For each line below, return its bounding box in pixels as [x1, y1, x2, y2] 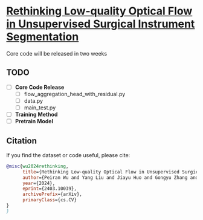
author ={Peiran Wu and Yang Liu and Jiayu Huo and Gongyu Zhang [22, 174, 188, 181]
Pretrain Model [14, 118, 53, 125]
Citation [6, 135, 37, 146]
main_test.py [24, 104, 56, 111]
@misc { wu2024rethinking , [6, 163, 69, 169]
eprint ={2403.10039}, [22, 186, 77, 192]
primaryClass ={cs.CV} [22, 197, 77, 203]
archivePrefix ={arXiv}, [22, 192, 83, 198]
